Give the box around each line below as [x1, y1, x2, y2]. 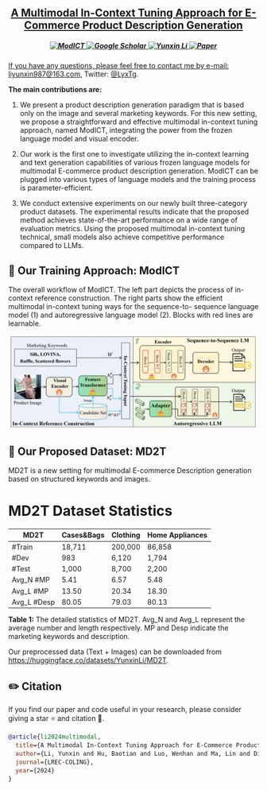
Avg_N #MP [11, 575, 50, 585]
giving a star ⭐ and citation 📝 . [8, 714, 105, 723]
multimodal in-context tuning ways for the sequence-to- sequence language [8, 302, 259, 312]
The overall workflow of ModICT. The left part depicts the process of [8, 285, 234, 295]
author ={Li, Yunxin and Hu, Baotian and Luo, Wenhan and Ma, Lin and [15, 749, 250, 757]
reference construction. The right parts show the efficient [34, 293, 223, 303]
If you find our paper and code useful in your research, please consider [8, 705, 242, 714]
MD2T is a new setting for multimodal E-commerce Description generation [8, 465, 252, 475]
